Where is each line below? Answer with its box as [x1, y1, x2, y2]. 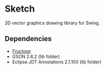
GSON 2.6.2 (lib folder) [12, 53, 60, 59]
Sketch [5, 3, 35, 15]
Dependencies [5, 34, 52, 43]
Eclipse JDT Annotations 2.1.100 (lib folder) [12, 59, 102, 65]
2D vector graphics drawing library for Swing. [5, 20, 100, 26]
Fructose [12, 48, 31, 54]
